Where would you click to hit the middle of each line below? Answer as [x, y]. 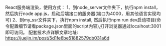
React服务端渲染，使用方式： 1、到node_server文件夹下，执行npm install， [83, 7]
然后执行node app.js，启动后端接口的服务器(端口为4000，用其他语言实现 [81, 13]
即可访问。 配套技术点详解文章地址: [42, 32]
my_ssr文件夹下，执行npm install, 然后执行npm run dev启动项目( [90, 20]
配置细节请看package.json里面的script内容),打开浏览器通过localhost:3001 [85, 26]
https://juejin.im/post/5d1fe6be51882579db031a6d [57, 38]
